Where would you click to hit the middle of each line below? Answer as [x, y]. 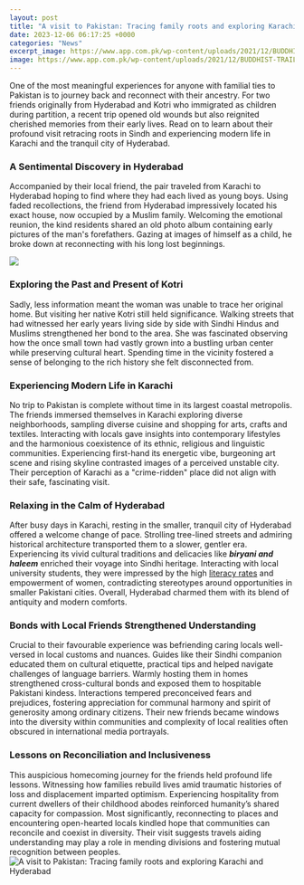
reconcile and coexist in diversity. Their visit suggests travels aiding [135, 833]
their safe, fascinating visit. [60, 481]
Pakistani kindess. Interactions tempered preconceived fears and [130, 693]
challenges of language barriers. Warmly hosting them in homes [129, 674]
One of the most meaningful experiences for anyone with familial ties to [142, 86]
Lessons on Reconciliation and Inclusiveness [110, 755]
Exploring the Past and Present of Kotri [96, 284]
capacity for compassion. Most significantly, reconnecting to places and [144, 813]
